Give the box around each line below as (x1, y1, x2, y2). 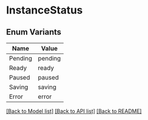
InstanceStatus (6, 4, 83, 17)
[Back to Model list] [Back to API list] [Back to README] (6, 108, 142, 115)
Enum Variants (6, 27, 62, 37)
